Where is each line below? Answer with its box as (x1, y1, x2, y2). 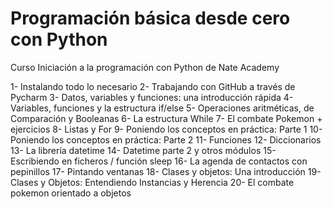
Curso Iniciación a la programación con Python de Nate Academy (10, 61, 280, 73)
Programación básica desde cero (10, 7, 291, 30)
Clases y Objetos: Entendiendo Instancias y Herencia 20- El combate (10, 176, 295, 188)
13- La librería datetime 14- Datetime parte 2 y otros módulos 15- (10, 144, 277, 156)
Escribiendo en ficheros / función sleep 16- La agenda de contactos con (10, 155, 308, 167)
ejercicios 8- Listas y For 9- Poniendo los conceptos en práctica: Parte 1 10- (10, 123, 323, 135)
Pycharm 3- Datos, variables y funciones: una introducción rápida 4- (10, 91, 294, 103)
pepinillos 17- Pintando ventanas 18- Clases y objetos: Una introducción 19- (10, 165, 322, 177)
